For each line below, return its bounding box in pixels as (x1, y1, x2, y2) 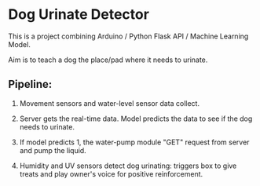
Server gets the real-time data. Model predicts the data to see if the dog (19, 114, 253, 123)
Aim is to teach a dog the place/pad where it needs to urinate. (8, 55, 208, 64)
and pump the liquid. (19, 145, 86, 155)
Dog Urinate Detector (8, 5, 149, 24)
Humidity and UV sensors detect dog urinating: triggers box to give (19, 161, 237, 170)
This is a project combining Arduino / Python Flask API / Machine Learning (8, 31, 249, 41)
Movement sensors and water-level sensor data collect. (19, 98, 200, 108)
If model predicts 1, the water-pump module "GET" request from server (19, 137, 250, 147)
